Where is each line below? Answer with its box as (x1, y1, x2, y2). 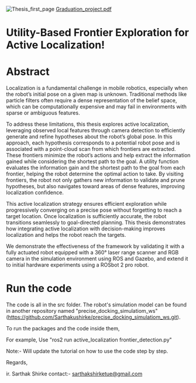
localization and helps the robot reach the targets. (6, 232, 126, 239)
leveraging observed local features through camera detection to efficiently (6, 127, 185, 134)
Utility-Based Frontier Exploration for (6, 26, 189, 39)
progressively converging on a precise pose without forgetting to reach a (6, 206, 182, 213)
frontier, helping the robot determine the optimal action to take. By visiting (6, 170, 184, 178)
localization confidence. (6, 189, 64, 196)
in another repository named (6, 308, 75, 315)
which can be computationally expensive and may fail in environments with (6, 103, 187, 111)
